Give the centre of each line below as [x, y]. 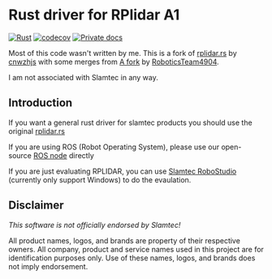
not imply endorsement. [48, 266]
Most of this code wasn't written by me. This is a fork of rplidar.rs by [123, 53]
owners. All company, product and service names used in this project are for [136, 249]
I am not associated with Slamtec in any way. [83, 77]
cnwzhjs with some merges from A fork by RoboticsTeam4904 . [114, 62]
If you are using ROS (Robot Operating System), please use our [114, 147]
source [20, 155]
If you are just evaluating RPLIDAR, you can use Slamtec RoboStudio [123, 171]
